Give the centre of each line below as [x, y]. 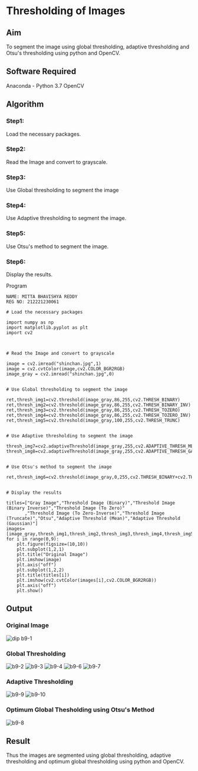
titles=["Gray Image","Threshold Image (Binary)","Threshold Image [91, 503]
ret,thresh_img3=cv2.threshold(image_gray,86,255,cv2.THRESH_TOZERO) [93, 410]
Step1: [15, 121]
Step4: [16, 206]
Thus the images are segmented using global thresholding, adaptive [89, 755]
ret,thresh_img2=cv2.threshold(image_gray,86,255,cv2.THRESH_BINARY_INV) [99, 405]
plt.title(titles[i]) [43, 575]
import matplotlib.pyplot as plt [47, 327]
